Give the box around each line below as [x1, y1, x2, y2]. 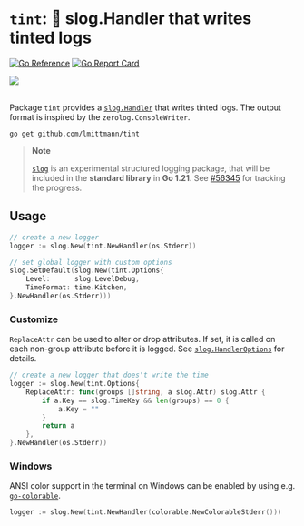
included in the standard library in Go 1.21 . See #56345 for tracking [31, 172, 286, 183]
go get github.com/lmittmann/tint [9, 129, 141, 138]
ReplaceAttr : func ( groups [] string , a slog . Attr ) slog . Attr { [25, 387, 266, 397]
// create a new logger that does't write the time [9, 370, 209, 380]
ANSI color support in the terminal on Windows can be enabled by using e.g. [9, 480, 296, 491]
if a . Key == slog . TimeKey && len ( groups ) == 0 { [42, 396, 230, 405]
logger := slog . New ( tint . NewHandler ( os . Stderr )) [9, 241, 197, 250]
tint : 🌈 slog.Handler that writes [9, 8, 252, 29]
